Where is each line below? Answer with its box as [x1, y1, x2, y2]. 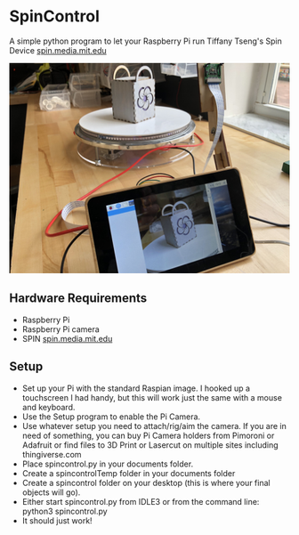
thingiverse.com [21, 449, 82, 459]
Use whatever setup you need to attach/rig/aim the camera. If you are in [21, 420, 287, 431]
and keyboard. [21, 401, 76, 412]
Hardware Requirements [9, 291, 148, 306]
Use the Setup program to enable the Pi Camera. [21, 411, 201, 422]
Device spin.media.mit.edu [9, 45, 107, 55]
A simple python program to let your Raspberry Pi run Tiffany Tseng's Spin [9, 36, 283, 46]
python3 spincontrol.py [21, 506, 109, 516]
